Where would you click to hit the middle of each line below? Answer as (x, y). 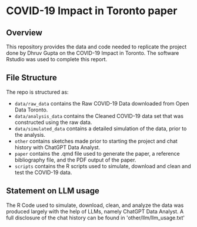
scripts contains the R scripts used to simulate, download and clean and (103, 166)
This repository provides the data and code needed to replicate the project (96, 47)
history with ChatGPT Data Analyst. (57, 147)
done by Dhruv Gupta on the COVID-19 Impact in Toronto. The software (93, 53)
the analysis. (30, 134)
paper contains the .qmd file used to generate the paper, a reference (97, 153)
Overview (24, 33)
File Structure (31, 78)
